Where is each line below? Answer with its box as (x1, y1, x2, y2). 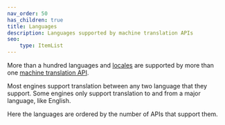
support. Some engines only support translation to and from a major (7, 89, 201, 97)
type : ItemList (19, 42, 64, 49)
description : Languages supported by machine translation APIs (7, 29, 194, 37)
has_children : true (7, 17, 64, 23)
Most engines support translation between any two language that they (7, 82, 208, 90)
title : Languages (7, 23, 57, 30)
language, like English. (7, 97, 71, 104)
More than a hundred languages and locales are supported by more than (7, 61, 215, 69)
